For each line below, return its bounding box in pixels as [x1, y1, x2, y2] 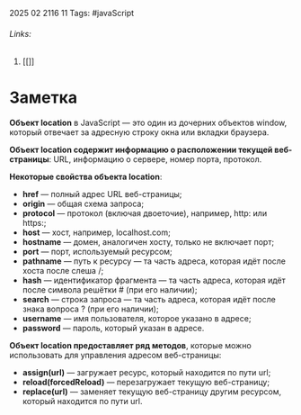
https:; [22, 218, 47, 229]
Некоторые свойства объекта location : [9, 171, 163, 183]
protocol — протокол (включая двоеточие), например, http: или [22, 208, 268, 219]
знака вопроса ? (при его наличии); [22, 303, 159, 314]
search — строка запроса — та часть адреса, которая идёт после [22, 294, 277, 305]
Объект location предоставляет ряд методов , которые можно [9, 340, 252, 351]
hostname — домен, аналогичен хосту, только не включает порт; [22, 237, 275, 248]
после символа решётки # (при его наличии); [22, 284, 198, 295]
